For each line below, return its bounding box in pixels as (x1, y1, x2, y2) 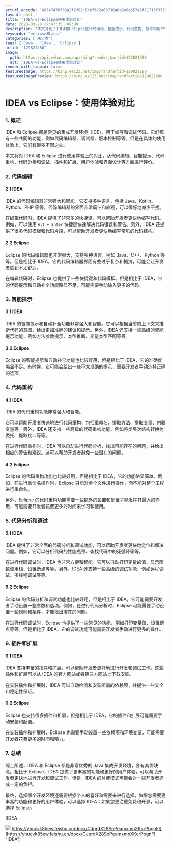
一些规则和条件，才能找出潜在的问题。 (9, 609, 90, 615)
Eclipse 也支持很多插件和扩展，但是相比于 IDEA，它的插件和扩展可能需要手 (5, 712, 163, 718)
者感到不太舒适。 (5, 264, 41, 270)
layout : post (5, 12, 33, 17)
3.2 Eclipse (5, 345, 30, 351)
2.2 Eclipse (5, 240, 30, 246)
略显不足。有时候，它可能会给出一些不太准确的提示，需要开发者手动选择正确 (5, 363, 166, 370)
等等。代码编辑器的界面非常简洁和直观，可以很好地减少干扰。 (35, 204, 164, 210)
